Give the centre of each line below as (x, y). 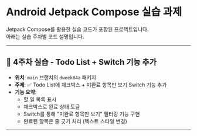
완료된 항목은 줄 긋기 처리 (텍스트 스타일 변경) (75, 121)
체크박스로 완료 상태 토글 (52, 106)
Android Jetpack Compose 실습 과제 (94, 12)
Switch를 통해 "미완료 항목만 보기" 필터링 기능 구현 (81, 114)
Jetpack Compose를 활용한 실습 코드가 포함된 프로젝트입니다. (77, 29)
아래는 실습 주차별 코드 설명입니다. (45, 36)
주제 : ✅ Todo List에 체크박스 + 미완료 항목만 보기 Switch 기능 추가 (91, 85)
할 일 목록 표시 (40, 99)
